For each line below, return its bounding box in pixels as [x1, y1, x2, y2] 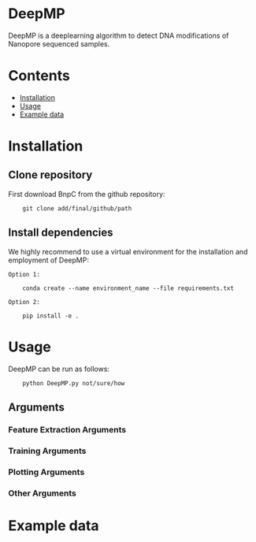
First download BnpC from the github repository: [8, 189, 165, 199]
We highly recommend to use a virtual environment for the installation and [8, 247, 248, 256]
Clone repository [8, 169, 93, 182]
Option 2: [8, 298, 41, 306]
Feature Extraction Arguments [8, 424, 127, 435]
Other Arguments [8, 488, 76, 499]
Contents [8, 67, 71, 85]
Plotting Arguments [8, 466, 85, 477]
